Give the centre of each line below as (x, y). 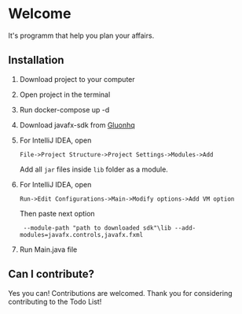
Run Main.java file (48, 249)
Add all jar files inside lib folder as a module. (94, 169)
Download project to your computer (77, 79)
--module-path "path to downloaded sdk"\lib (97, 228)
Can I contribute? (51, 274)
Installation (36, 60)
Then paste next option (57, 213)
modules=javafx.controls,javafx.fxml (81, 235)
